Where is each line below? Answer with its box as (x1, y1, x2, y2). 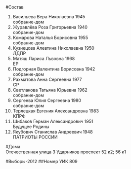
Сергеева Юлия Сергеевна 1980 (12, 98, 81, 103)
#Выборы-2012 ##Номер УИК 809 (5, 159, 78, 164)
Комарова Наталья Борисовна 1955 (12, 34, 88, 40)
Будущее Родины (12, 124, 49, 130)
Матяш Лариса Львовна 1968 (12, 56, 75, 61)
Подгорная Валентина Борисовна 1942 (12, 66, 95, 72)
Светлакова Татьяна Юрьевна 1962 (12, 87, 88, 93)
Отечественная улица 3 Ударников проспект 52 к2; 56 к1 (5, 149, 127, 155)
